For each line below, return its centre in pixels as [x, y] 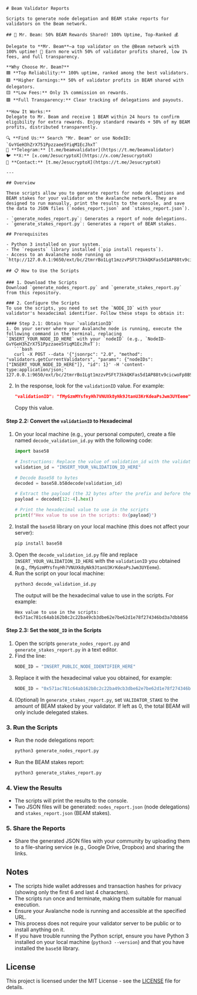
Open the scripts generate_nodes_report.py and [72, 643]
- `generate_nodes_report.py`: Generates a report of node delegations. [97, 219]
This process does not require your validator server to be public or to [98, 923]
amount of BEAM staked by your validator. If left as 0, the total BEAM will [102, 706]
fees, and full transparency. [43, 57]
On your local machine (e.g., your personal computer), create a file [95, 434]
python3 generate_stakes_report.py [58, 773]
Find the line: [30, 656]
